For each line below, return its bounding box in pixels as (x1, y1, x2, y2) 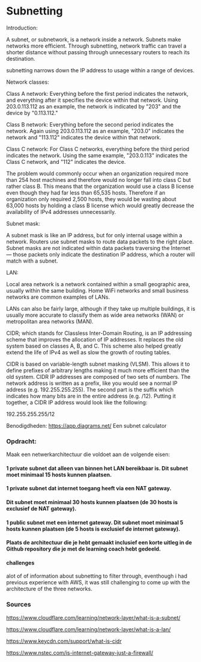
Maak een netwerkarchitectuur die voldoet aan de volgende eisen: (6, 451, 170, 458)
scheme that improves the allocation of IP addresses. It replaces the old (6, 336, 184, 343)
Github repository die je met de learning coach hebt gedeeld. (6, 545, 161, 552)
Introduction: (6, 24, 38, 31)
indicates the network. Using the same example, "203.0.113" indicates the (6, 152, 188, 159)
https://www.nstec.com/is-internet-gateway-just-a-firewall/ (6, 649, 154, 656)
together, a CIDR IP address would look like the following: (6, 399, 148, 406)
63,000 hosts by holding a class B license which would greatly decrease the (6, 202, 194, 209)
